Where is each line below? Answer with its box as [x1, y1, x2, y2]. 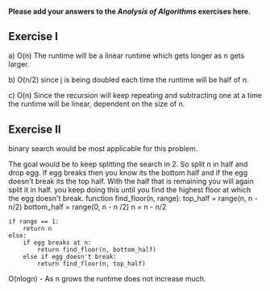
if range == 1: [8, 218, 60, 226]
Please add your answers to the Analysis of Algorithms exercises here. [8, 6, 251, 16]
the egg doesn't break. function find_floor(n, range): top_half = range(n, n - [8, 194, 258, 203]
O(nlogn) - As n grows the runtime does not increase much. [8, 274, 206, 284]
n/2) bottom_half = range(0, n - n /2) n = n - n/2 [8, 202, 167, 212]
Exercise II [8, 122, 62, 136]
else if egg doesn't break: [23, 253, 117, 261]
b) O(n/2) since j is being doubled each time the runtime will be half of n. [8, 75, 249, 84]
